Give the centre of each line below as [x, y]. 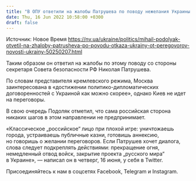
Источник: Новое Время [36, 40]
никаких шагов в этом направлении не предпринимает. [76, 117]
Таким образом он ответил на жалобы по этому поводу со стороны [91, 63]
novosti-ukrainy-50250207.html [44, 52]
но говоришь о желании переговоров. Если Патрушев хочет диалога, [93, 141]
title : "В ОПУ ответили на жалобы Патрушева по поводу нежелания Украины [98, 11]
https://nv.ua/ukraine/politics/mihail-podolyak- [124, 40]
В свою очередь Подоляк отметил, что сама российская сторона [89, 111]
